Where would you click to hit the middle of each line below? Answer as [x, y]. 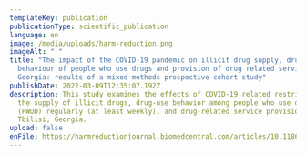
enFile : [24, 137]
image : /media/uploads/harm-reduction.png [91, 43]
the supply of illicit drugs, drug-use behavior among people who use [154, 103]
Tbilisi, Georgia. [53, 119]
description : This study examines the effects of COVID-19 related [140, 94]
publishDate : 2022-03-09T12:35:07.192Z [85, 86]
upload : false [36, 129]
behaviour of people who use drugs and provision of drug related [146, 69]
